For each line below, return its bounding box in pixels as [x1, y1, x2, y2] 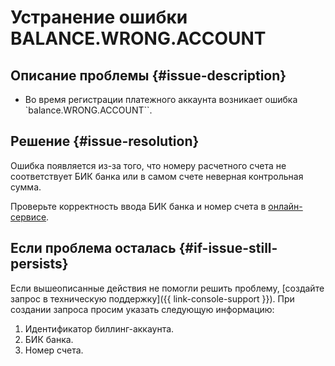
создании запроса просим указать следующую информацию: [10, 303, 275, 315]
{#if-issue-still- [178, 240, 278, 257]
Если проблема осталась [10, 240, 177, 257]
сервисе [10, 211, 47, 223]
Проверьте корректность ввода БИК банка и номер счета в [10, 200, 267, 212]
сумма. [10, 181, 42, 193]
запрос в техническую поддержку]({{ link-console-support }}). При [10, 292, 295, 305]
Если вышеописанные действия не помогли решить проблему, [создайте [10, 282, 325, 294]
